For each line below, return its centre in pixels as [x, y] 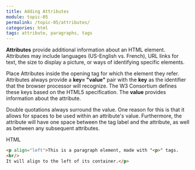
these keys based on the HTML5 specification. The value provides [86, 92]
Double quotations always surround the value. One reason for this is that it [95, 110]
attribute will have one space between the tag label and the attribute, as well [98, 122]
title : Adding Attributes [37, 11]
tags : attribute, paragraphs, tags [49, 33]
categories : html [27, 28]
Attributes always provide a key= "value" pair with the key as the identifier [96, 80]
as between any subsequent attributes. [53, 129]
